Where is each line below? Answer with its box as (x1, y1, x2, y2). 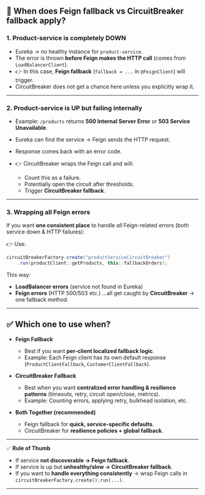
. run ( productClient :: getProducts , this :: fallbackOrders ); (17, 260, 168, 266)
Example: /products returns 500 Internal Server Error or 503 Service (15, 117, 190, 125)
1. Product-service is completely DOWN (6, 34, 126, 43)
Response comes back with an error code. (15, 148, 122, 155)
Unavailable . (15, 124, 48, 131)
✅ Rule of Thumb (6, 444, 51, 452)
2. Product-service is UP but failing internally (6, 104, 143, 112)
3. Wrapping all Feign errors (6, 208, 90, 216)
